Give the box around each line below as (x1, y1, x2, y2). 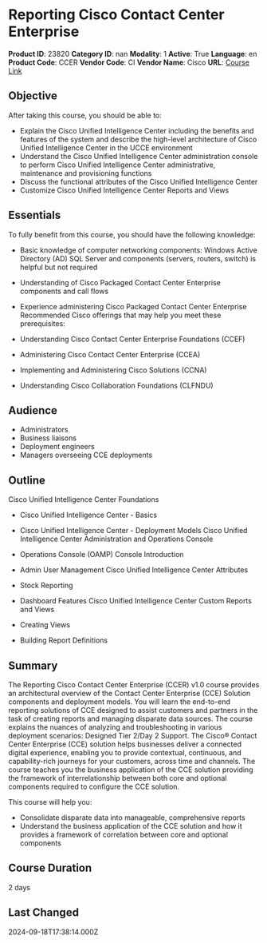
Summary (8, 659, 58, 672)
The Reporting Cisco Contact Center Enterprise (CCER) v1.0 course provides (8, 680, 260, 689)
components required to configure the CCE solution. (8, 782, 180, 791)
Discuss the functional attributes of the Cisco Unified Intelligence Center (19, 177, 258, 186)
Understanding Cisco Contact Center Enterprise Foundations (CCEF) (19, 334, 245, 344)
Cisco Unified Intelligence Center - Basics (19, 510, 158, 520)
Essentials (8, 209, 61, 222)
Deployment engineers (19, 442, 95, 452)
